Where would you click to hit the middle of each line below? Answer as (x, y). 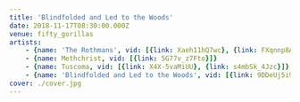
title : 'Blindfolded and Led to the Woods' (92, 17)
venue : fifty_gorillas (51, 34)
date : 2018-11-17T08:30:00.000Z (69, 26)
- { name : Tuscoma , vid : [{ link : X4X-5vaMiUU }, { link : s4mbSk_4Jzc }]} (158, 67)
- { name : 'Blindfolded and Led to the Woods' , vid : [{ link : (139, 75)
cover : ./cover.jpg (46, 83)
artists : (25, 42)
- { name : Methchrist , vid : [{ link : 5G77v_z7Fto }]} (121, 59)
